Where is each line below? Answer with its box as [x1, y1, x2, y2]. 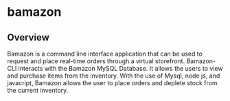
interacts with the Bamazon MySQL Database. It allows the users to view [18, 65, 223, 72]
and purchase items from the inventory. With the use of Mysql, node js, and [7, 71, 220, 80]
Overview [7, 32, 50, 43]
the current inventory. [7, 87, 69, 94]
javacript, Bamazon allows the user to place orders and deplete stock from [7, 79, 218, 87]
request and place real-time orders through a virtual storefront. [7, 57, 185, 65]
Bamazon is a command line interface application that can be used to [7, 49, 203, 58]
